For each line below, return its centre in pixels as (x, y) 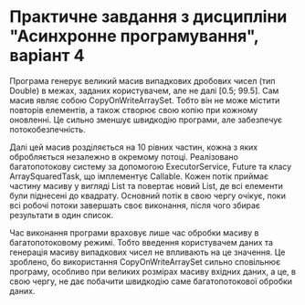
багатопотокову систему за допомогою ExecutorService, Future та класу (151, 166)
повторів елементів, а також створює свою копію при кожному (134, 110)
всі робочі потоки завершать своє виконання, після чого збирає (135, 205)
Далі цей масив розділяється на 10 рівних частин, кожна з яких (134, 147)
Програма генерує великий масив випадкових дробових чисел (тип (142, 80)
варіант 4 (47, 56)
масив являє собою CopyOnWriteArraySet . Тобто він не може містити (145, 100)
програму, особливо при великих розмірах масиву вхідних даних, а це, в (153, 271)
